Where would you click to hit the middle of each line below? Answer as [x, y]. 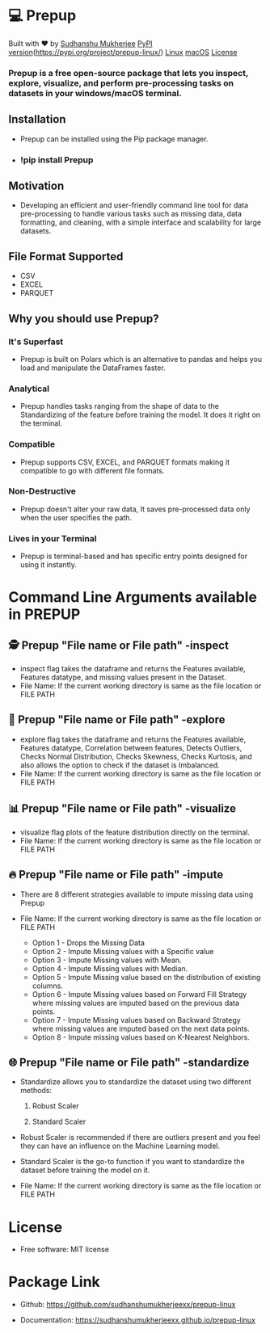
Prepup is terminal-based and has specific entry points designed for [134, 556]
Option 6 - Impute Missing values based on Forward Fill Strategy [139, 994]
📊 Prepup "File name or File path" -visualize [122, 809]
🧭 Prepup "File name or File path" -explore [117, 720]
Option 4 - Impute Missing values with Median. [110, 968]
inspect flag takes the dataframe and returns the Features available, [133, 669]
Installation [37, 119]
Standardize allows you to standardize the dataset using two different [136, 1082]
